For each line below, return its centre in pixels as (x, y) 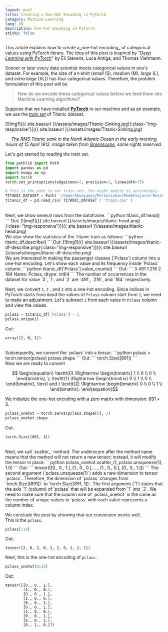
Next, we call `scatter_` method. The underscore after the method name (79, 452)
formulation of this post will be (36, 84)
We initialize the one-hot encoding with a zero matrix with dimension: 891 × (82, 399)
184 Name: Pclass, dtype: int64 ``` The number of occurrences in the (76, 274)
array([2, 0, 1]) (23, 338)
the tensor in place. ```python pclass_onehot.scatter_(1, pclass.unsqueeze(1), (84, 462)
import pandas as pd (27, 168)
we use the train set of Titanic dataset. (45, 114)
